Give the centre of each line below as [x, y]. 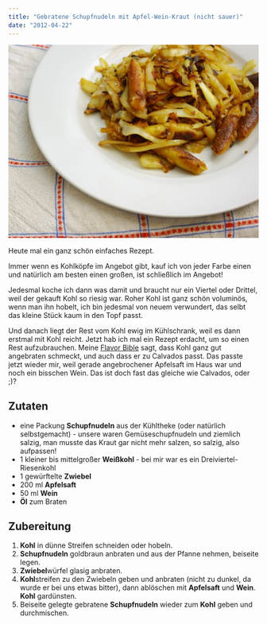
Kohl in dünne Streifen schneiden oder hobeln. [96, 545]
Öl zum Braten [43, 502]
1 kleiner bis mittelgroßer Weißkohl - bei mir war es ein [110, 459]
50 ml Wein [39, 493]
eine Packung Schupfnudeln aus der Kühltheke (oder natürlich [123, 425]
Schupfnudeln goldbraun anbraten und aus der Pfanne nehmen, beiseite [139, 554]
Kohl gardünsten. [48, 596]
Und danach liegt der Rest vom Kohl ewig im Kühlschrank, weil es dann [124, 331]
